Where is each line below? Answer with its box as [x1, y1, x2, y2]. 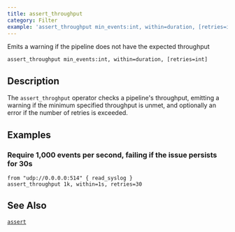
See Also [7, 200, 47, 212]
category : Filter [7, 17, 58, 24]
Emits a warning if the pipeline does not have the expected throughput [7, 43, 210, 51]
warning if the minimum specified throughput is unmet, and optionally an [7, 101, 217, 109]
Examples [7, 129, 51, 141]
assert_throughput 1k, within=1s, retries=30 [7, 180, 142, 188]
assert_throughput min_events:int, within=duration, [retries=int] [7, 56, 208, 63]
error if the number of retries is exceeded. [7, 109, 128, 117]
